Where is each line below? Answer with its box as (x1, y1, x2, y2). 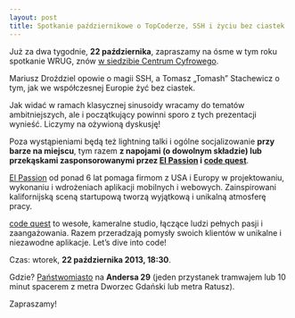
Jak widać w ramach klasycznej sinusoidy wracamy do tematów (9, 99, 245, 110)
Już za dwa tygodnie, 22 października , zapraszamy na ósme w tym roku (9, 46, 278, 56)
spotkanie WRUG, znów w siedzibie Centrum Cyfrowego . (9, 55, 219, 66)
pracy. (9, 200, 33, 211)
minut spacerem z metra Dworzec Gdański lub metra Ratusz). (9, 280, 235, 291)
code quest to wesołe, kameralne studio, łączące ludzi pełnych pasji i (9, 218, 263, 229)
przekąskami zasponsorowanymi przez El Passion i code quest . (9, 155, 250, 165)
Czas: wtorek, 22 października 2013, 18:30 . (9, 254, 171, 264)
